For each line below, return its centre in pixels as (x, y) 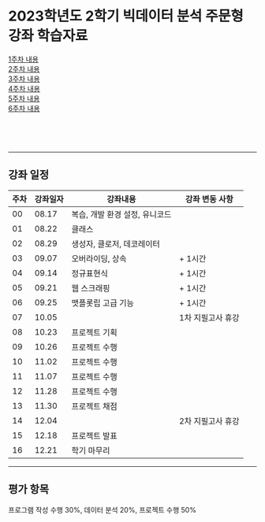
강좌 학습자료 (48, 36)
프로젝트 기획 (94, 332)
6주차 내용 (24, 108)
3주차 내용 (24, 79)
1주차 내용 (24, 59)
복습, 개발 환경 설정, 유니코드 (121, 214)
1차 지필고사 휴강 (209, 317)
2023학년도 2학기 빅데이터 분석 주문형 (126, 16)
